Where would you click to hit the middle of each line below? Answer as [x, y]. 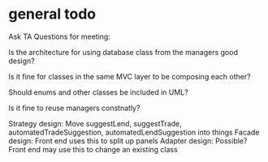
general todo [52, 14]
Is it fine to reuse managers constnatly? [74, 108]
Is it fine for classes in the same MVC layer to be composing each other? [130, 76]
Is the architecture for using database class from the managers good [123, 52]
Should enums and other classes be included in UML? [98, 92]
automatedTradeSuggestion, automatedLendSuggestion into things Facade [134, 132]
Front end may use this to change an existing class [93, 149]
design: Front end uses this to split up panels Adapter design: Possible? [128, 141]
